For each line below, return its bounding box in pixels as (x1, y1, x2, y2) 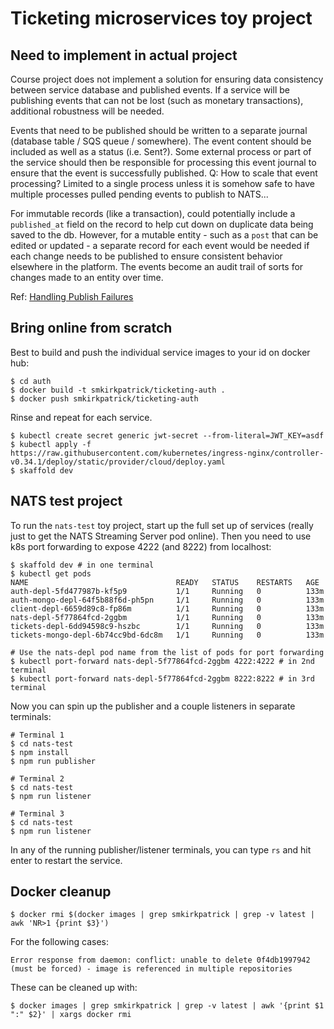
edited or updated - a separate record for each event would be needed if (10, 240, 310, 251)
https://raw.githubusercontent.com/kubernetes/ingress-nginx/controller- (10, 448, 325, 458)
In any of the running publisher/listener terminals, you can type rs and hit (10, 843, 312, 856)
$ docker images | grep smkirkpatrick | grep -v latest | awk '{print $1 (10, 1001, 325, 1011)
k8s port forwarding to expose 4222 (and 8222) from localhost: (10, 540, 272, 552)
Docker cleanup (10, 883, 112, 901)
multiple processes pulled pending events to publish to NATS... (10, 188, 269, 200)
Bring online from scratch (10, 320, 173, 337)
